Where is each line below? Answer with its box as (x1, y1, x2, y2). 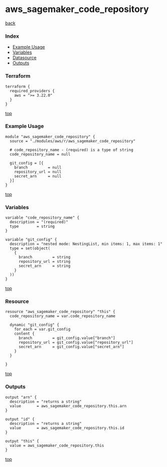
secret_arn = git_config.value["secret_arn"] (18, 345, 124, 350)
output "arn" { (5, 395, 37, 400)
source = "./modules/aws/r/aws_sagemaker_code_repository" (10, 138, 136, 143)
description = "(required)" (10, 220, 69, 225)
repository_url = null (14, 169, 62, 174)
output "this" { (5, 438, 39, 443)
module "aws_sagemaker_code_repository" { (5, 134, 95, 139)
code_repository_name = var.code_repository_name (10, 314, 115, 319)
